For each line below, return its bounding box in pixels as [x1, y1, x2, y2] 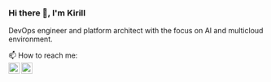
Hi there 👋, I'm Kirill [8, 7, 86, 19]
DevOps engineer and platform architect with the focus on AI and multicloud [8, 26, 264, 36]
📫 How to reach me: [8, 50, 78, 60]
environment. [8, 34, 53, 44]
